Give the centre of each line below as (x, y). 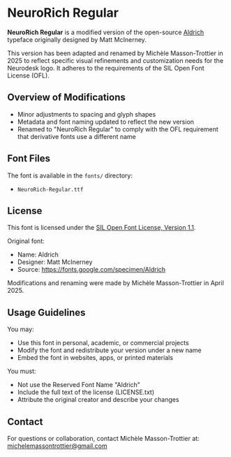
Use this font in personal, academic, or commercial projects (103, 343)
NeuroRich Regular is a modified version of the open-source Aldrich (106, 32)
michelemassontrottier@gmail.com (57, 446)
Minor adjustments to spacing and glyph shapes (87, 114)
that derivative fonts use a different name (76, 136)
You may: (21, 329)
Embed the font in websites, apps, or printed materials (95, 358)
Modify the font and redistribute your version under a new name (109, 350)
